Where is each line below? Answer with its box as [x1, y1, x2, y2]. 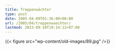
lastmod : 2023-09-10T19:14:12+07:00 [5, 25, 80, 30]
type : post [5, 12, 27, 16]
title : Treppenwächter [5, 7, 51, 12]
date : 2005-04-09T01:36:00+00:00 [5, 16, 73, 21]
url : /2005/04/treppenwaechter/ [5, 20, 71, 26]
